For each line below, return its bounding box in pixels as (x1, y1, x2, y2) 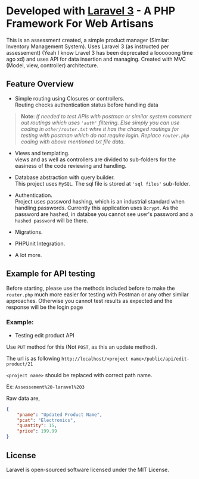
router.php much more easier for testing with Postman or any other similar (6, 290, 189, 298)
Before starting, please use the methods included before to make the (6, 284, 175, 292)
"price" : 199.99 (17, 428, 58, 434)
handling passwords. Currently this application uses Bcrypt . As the (14, 204, 179, 211)
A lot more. (14, 251, 42, 258)
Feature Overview (6, 79, 74, 89)
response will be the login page (6, 303, 83, 311)
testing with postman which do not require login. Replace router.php (20, 132, 189, 139)
